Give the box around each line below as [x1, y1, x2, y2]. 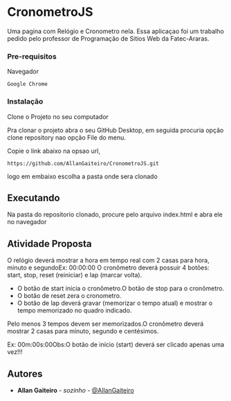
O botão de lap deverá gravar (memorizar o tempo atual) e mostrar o [17, 299, 213, 308]
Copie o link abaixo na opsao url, [7, 147, 100, 155]
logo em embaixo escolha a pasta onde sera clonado [7, 172, 158, 180]
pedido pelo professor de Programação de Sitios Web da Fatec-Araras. [7, 34, 210, 42]
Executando [7, 192, 60, 204]
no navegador [7, 218, 47, 226]
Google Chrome [7, 81, 48, 88]
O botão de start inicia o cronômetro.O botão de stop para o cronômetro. [17, 284, 225, 292]
